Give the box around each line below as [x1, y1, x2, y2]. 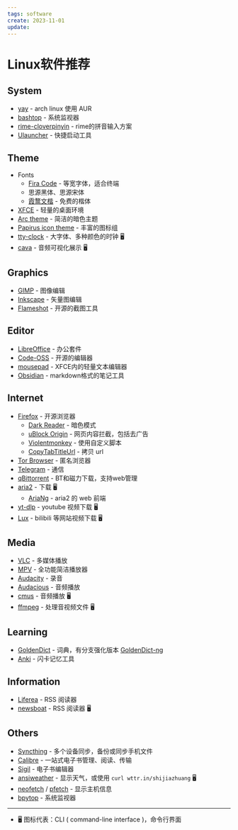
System [7, 84, 42, 96]
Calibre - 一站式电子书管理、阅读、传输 [17, 756, 132, 764]
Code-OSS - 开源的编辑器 [17, 353, 93, 362]
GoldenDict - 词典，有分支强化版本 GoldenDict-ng [17, 646, 164, 654]
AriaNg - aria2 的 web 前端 [28, 494, 106, 502]
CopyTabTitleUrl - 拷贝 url [28, 447, 104, 455]
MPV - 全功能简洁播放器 [17, 565, 89, 574]
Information [7, 676, 61, 688]
